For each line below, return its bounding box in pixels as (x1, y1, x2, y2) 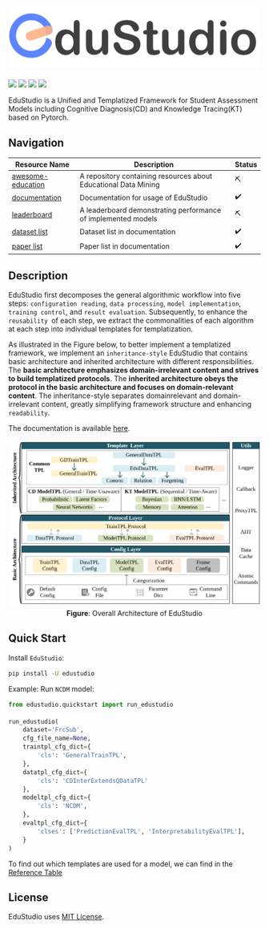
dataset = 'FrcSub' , (22, 726, 84, 734)
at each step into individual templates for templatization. (8, 324, 194, 334)
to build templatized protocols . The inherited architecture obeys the (8, 374, 239, 383)
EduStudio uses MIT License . (8, 912, 105, 922)
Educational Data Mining (79, 180, 160, 189)
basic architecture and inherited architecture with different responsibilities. (8, 357, 255, 367)
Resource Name (14, 160, 70, 169)
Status (235, 160, 258, 169)
